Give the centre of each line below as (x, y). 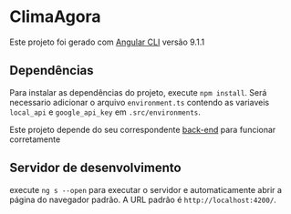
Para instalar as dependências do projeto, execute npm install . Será (138, 92)
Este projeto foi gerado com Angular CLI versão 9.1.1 (107, 42)
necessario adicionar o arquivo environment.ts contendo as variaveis (140, 102)
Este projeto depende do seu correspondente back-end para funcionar (143, 129)
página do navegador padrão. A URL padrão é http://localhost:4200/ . (143, 199)
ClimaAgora (56, 17)
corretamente (35, 139)
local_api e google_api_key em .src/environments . (105, 112)
